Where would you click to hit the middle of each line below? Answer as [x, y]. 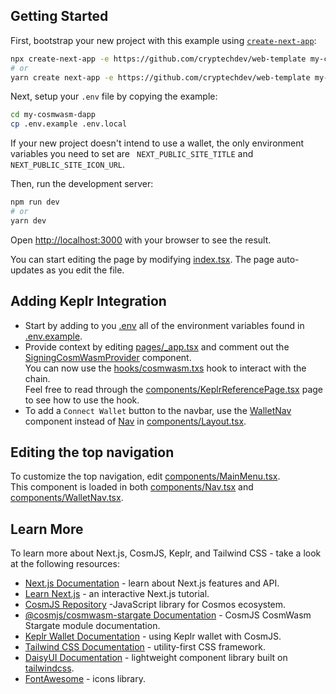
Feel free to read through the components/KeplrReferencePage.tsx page [173, 389]
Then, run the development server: [82, 184]
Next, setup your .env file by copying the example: [114, 96]
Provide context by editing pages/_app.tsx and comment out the [157, 346]
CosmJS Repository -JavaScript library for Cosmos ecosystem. [155, 605]
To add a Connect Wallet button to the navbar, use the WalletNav [158, 410]
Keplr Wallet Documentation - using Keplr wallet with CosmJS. [153, 636]
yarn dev [28, 220]
